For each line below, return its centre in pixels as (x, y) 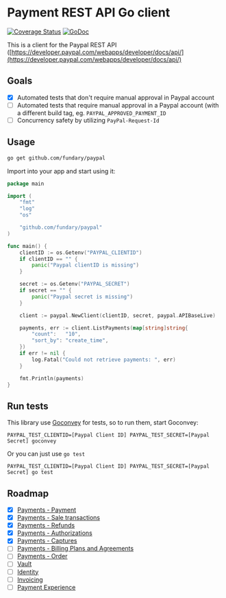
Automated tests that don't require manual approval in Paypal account (115, 97)
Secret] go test (30, 473)
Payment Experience (46, 587)
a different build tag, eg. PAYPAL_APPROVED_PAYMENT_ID (91, 113)
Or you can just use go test (46, 454)
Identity (28, 572)
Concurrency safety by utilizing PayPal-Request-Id (88, 120)
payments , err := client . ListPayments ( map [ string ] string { (104, 328)
